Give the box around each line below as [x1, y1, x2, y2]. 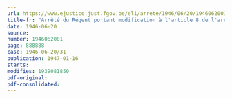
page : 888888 [7, 42, 45, 49]
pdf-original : [7, 74, 48, 81]
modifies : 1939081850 [7, 68, 70, 75]
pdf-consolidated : [7, 81, 60, 88]
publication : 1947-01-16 [7, 55, 79, 62]
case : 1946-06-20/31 [7, 49, 67, 56]
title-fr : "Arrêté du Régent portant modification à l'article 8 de [7, 17, 209, 23]
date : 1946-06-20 [7, 23, 57, 30]
